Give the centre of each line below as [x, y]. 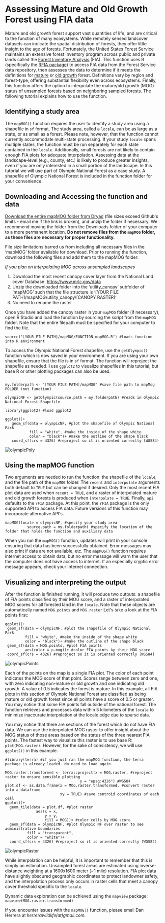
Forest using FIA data [49, 19]
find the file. [17, 328]
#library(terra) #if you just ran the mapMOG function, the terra [74, 760]
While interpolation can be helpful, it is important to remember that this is [79, 860]
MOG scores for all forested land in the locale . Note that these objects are [80, 604]
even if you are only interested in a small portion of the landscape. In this [79, 165]
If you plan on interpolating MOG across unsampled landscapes [70, 267]
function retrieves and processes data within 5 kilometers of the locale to [80, 710]
